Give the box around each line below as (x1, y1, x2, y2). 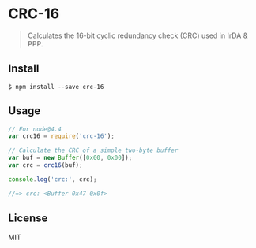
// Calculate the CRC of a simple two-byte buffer (8, 146, 179, 154)
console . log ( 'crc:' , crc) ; (8, 175, 97, 183)
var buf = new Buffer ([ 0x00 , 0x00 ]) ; (8, 154, 133, 162)
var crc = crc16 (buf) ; (8, 161, 83, 169)
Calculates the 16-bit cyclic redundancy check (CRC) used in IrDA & (27, 31, 248, 40)
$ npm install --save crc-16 (8, 83, 104, 91)
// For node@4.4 (8, 125, 62, 133)
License (8, 212, 48, 225)
